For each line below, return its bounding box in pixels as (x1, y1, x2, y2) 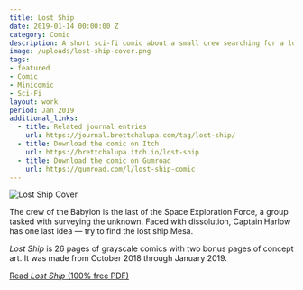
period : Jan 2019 (9, 106, 75, 115)
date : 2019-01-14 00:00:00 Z (9, 22, 119, 31)
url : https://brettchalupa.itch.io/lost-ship (25, 147, 200, 156)
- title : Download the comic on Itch (17, 139, 160, 148)
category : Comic (9, 30, 70, 39)
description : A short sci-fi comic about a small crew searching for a (9, 38, 284, 48)
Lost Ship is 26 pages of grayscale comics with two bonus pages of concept (9, 243, 295, 254)
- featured (9, 64, 50, 73)
